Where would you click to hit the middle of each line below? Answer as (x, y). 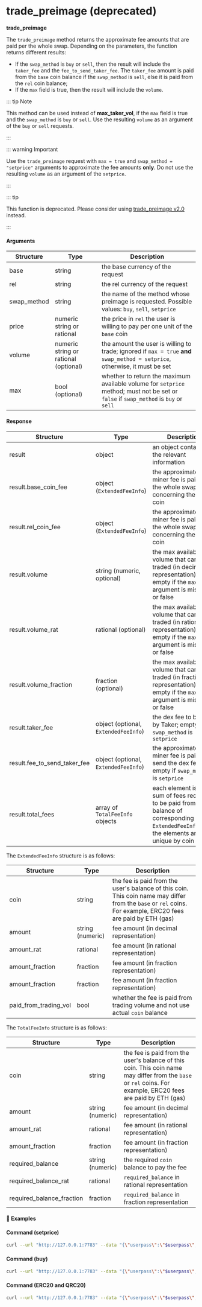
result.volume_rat (34, 630)
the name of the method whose (145, 294)
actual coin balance (140, 1013)
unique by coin (173, 841)
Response (19, 421)
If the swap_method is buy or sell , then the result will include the (93, 64)
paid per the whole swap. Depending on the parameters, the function (92, 46)
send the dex (171, 763)
